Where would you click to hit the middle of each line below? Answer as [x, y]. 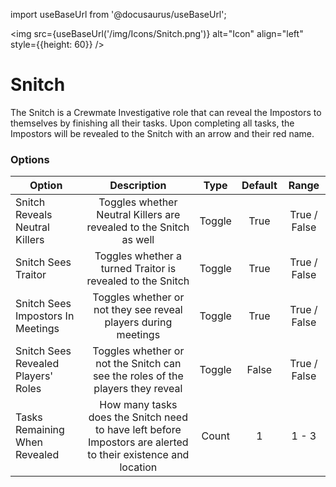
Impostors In [45, 316]
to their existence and [138, 455]
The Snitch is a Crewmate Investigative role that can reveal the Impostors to [166, 112]
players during [138, 322]
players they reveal [138, 389]
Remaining [40, 430]
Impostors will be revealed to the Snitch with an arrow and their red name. [162, 133]
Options [30, 159]
